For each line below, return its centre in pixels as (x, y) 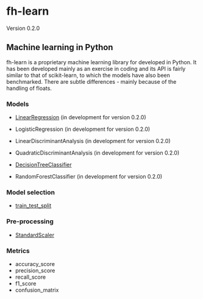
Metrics (18, 251)
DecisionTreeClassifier (43, 165)
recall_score (30, 277)
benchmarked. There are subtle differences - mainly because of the (91, 81)
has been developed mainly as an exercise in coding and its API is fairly (96, 68)
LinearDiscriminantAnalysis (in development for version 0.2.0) (93, 141)
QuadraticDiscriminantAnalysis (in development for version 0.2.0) (97, 153)
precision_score (35, 270)
